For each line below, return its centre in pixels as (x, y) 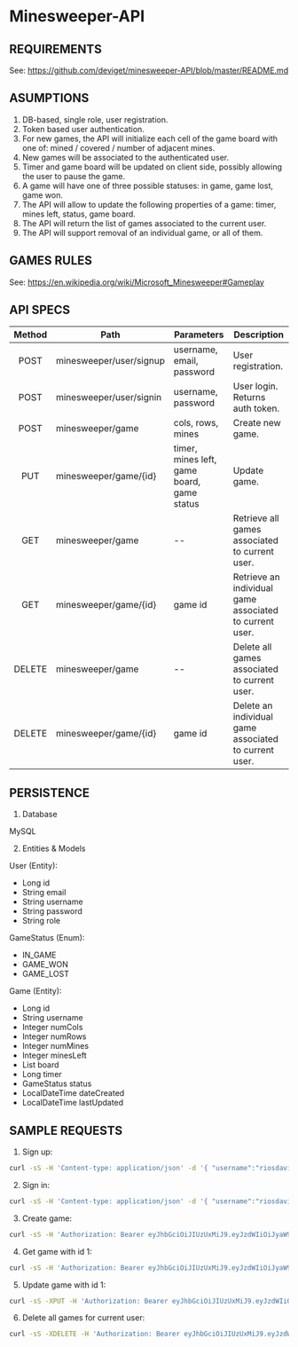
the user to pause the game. (74, 176)
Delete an (253, 705)
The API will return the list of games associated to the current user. (144, 223)
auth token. (256, 408)
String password (52, 911)
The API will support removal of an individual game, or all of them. (142, 232)
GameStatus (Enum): (47, 938)
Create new (257, 423)
